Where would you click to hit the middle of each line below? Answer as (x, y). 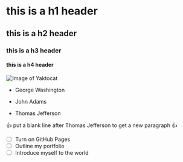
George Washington (40, 90)
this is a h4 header (30, 65)
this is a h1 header (52, 11)
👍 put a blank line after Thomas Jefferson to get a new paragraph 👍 (92, 125)
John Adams (31, 101)
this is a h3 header (34, 51)
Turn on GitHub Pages (43, 139)
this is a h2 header (42, 33)
